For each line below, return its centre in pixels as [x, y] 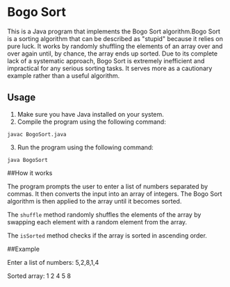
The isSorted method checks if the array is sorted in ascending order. [107, 235]
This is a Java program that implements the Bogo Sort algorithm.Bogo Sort [114, 31]
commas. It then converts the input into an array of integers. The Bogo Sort [115, 194]
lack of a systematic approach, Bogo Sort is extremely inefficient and [106, 60]
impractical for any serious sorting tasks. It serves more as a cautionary [110, 68]
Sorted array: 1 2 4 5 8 [39, 276]
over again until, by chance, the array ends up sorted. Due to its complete [112, 54]
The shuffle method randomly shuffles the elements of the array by [104, 214]
